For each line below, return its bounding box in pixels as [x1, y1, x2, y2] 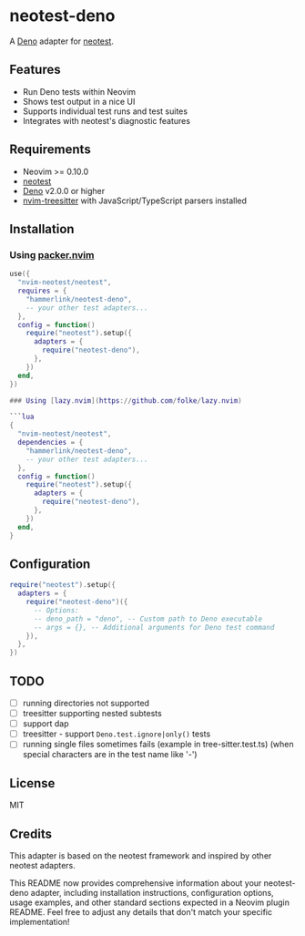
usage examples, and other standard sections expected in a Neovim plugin [9, 897, 290, 908]
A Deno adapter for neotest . [9, 36, 114, 46]
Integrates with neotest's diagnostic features [22, 115, 191, 126]
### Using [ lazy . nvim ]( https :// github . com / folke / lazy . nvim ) [9, 396, 243, 406]
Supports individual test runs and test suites [22, 106, 188, 117]
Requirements [9, 142, 91, 158]
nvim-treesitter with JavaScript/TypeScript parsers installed [22, 195, 248, 206]
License [9, 776, 56, 791]
